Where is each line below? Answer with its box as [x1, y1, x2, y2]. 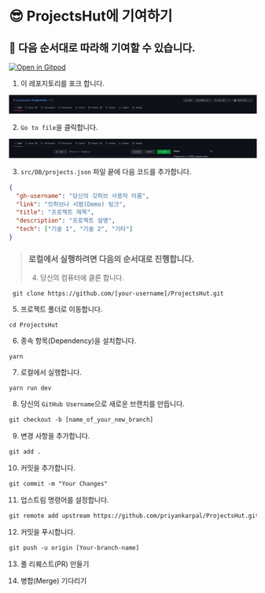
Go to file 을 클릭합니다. [20, 123, 98, 132]
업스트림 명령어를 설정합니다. [20, 494, 109, 505]
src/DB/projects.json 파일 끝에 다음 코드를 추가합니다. [20, 166, 192, 176]
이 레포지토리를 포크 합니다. [20, 79, 105, 88]
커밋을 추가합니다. [20, 463, 75, 472]
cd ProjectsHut [9, 321, 59, 330]
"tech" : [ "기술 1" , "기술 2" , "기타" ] [16, 226, 133, 233]
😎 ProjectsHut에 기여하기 [9, 7, 173, 25]
